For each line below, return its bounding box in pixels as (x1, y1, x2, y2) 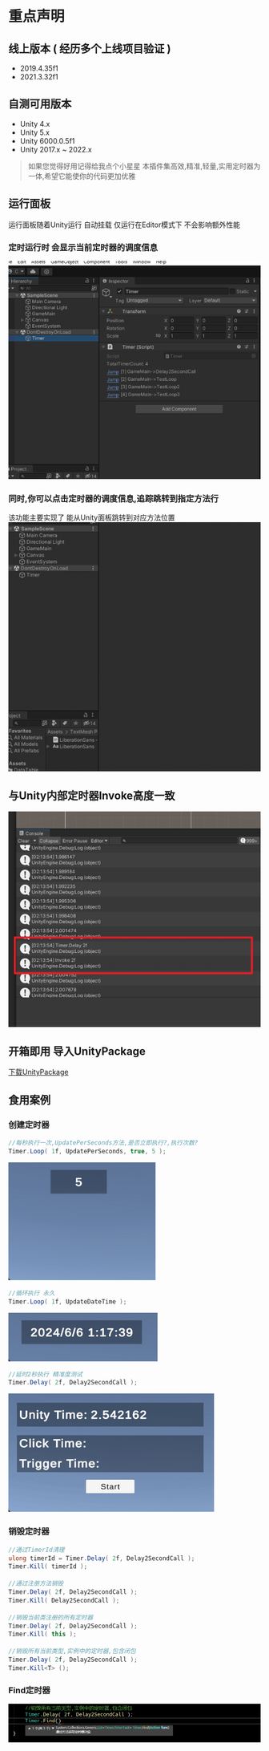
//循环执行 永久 (8, 1289, 55, 1297)
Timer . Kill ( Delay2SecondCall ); (8, 1596, 120, 1604)
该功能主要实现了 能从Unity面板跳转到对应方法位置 (8, 513, 175, 522)
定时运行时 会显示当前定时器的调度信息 (8, 241, 159, 253)
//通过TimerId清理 (8, 1546, 65, 1554)
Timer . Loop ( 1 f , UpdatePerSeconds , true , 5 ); (8, 1147, 167, 1155)
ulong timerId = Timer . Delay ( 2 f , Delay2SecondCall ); (8, 1554, 195, 1563)
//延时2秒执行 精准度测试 (8, 1370, 82, 1378)
